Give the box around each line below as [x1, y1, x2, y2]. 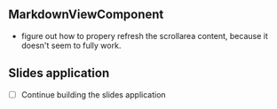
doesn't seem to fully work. [20, 40, 122, 51]
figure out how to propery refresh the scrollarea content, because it [20, 30, 268, 41]
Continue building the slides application [20, 89, 166, 100]
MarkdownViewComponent [8, 7, 164, 22]
